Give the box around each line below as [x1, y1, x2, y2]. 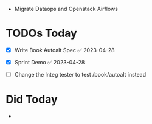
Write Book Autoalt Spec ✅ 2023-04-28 [14, 46, 115, 53]
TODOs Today [5, 27, 77, 40]
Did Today [5, 92, 58, 106]
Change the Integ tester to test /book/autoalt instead [14, 71, 147, 78]
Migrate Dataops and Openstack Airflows [14, 5, 118, 12]
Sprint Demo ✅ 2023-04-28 [14, 59, 85, 66]
